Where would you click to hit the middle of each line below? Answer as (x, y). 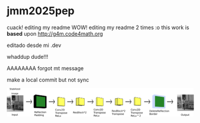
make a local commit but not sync (48, 80)
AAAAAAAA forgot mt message (45, 68)
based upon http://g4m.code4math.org (55, 33)
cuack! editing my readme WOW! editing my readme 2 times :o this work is (98, 27)
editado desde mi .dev (34, 45)
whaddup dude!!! (28, 56)
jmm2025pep (41, 11)
